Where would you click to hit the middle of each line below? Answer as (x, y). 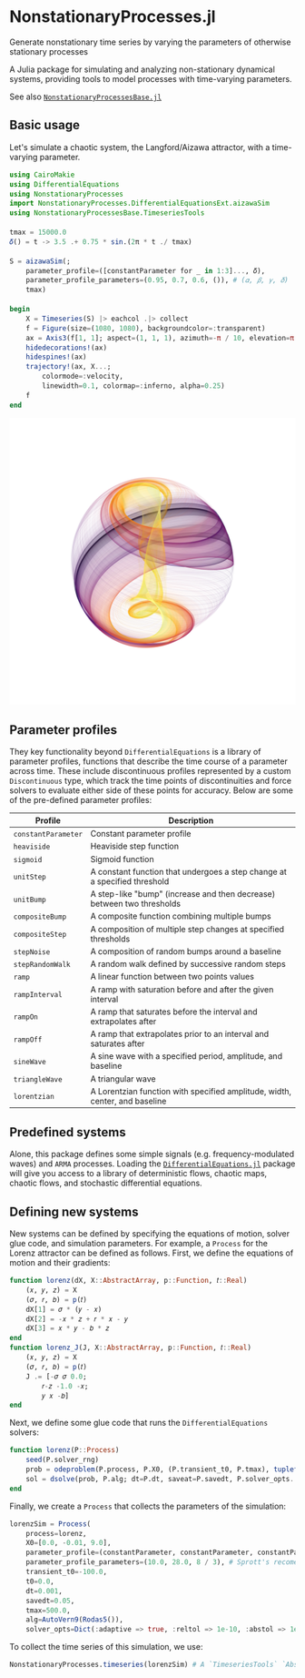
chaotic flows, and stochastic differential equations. (106, 1183)
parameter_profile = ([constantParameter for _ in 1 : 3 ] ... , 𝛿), (146, 270)
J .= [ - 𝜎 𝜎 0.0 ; (57, 1377)
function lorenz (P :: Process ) (64, 1450)
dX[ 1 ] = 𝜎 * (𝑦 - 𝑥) (64, 1309)
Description (191, 820)
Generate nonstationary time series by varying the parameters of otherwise (150, 42)
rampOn (25, 1017)
